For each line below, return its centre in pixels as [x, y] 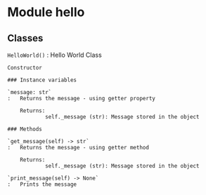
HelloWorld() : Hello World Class [54, 55]
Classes [25, 38]
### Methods [25, 129]
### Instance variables [42, 80]
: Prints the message [42, 184]
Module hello [46, 12]
